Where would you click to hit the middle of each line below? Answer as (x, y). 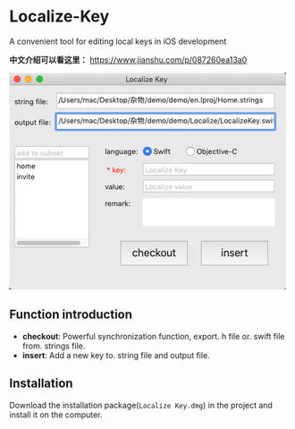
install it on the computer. (56, 415)
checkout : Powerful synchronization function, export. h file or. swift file (153, 336)
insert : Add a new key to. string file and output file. (116, 355)
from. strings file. (54, 346)
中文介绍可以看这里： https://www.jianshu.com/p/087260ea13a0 (128, 59)
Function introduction (71, 315)
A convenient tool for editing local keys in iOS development (118, 41)
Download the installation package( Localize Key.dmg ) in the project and (141, 405)
